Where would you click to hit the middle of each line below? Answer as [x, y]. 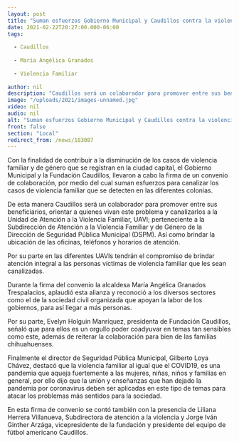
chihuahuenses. [31, 344]
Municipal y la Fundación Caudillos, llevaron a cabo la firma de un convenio [118, 175]
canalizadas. [26, 271]
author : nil [25, 87]
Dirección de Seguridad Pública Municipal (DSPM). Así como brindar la [111, 235]
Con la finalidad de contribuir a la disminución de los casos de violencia [112, 160]
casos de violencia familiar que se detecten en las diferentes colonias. [110, 190]
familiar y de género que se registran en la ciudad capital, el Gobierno [110, 168]
